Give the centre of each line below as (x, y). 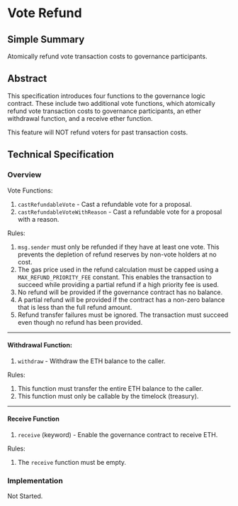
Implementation (35, 480)
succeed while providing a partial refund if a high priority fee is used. (118, 284)
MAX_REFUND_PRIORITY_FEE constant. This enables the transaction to (115, 277)
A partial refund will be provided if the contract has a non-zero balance (121, 299)
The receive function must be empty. (72, 462)
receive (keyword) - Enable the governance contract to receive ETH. (118, 434)
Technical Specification (61, 155)
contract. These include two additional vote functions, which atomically (112, 103)
